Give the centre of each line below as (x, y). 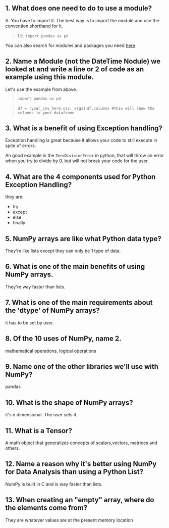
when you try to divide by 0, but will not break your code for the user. (77, 161)
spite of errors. (21, 146)
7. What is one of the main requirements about (79, 303)
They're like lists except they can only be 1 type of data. (63, 251)
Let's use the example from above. (41, 89)
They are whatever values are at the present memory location (69, 520)
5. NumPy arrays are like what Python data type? (83, 239)
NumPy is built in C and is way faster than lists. (54, 484)
